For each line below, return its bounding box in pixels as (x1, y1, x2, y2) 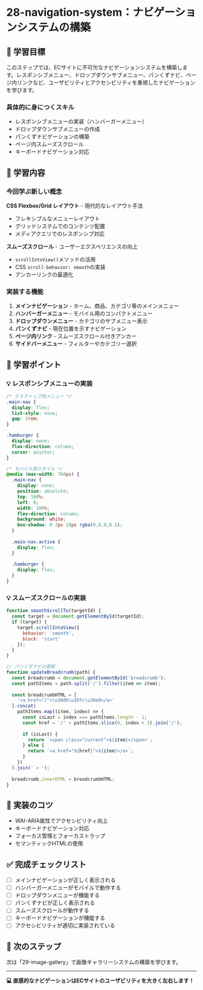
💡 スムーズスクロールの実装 (6, 593, 86, 602)
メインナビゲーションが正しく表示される (14, 876, 116, 884)
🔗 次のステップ (6, 941, 62, 951)
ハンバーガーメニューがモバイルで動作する (14, 884, 121, 891)
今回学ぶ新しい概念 (6, 187, 62, 195)
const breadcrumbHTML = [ (11, 692, 77, 698)
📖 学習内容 (6, 168, 45, 178)
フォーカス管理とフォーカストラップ (14, 832, 106, 839)
